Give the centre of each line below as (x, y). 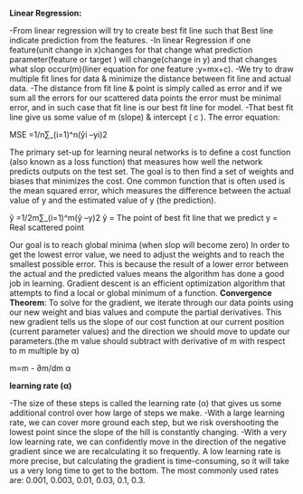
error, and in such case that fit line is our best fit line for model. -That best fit (151, 107)
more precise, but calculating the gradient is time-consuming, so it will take (149, 461)
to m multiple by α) (44, 351)
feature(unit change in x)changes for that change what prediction (131, 50)
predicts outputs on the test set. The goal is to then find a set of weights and (151, 171)
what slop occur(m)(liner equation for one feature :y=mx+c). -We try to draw (151, 69)
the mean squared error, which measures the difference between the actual (150, 190)
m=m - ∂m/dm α (40, 368)
